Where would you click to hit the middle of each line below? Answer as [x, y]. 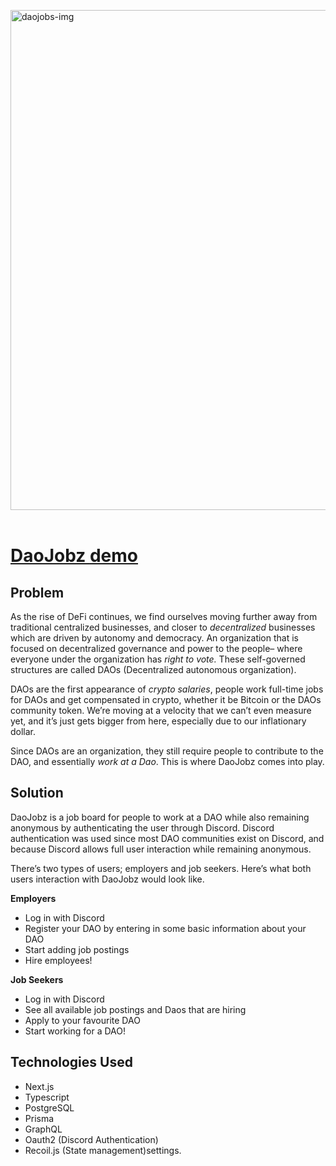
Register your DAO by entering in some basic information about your [165, 928]
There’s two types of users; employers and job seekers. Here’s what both [161, 868]
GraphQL [43, 1129]
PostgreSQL [49, 1107]
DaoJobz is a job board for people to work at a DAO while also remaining [160, 817]
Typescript [47, 1097]
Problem [37, 592]
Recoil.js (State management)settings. [103, 1150]
